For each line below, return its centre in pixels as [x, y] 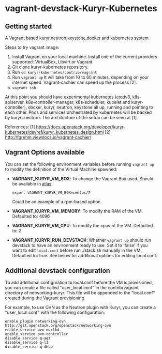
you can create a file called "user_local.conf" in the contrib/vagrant [72, 287]
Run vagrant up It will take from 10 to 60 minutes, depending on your [80, 77]
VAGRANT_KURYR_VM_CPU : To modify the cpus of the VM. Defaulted [82, 225]
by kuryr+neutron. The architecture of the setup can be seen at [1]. [72, 117]
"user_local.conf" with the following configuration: [55, 312]
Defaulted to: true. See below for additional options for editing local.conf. [84, 255]
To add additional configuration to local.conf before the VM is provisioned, [79, 282]
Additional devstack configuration [58, 271]
